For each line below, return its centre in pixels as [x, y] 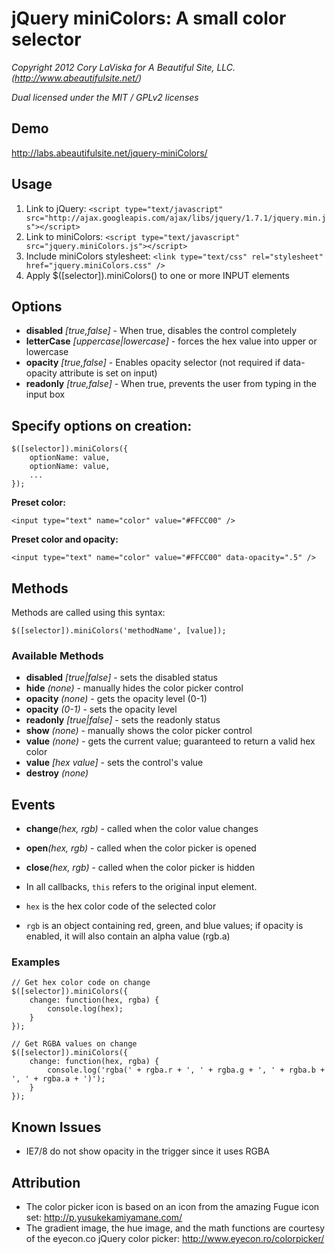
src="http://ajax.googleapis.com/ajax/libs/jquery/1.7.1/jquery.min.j [176, 218]
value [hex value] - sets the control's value [114, 763]
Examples [36, 962]
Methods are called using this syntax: [88, 612]
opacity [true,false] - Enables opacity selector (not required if [153, 363]
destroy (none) [57, 773]
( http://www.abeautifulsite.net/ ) [77, 78]
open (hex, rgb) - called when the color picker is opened [141, 848]
